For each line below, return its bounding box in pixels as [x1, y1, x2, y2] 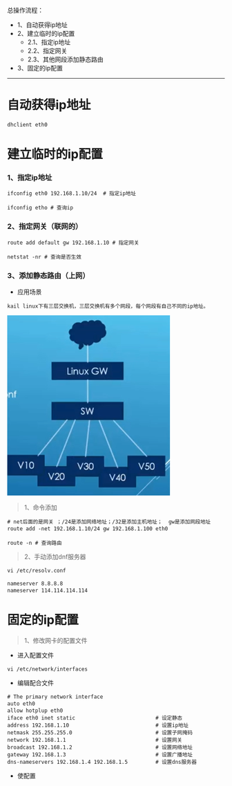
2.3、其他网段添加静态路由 [27, 55, 104, 64]
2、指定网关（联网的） [7, 222, 83, 232]
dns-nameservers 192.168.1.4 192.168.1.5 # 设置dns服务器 [7, 758, 197, 765]
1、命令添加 [23, 503, 57, 512]
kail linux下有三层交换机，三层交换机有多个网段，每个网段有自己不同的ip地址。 [7, 303, 209, 310]
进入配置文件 [17, 651, 54, 659]
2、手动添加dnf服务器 [23, 552, 86, 561]
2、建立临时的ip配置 [17, 30, 75, 37]
